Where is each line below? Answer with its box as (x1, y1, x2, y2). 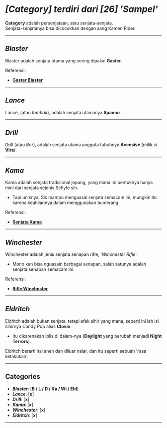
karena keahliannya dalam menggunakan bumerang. (12, 200, 120, 206)
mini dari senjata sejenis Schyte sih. (5, 185, 79, 191)
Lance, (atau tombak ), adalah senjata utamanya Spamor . (5, 109, 122, 115)
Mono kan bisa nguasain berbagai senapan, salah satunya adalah (12, 261, 147, 267)
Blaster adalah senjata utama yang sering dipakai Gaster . (5, 57, 123, 63)
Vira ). (5, 147, 17, 153)
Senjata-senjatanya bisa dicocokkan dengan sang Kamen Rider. (5, 25, 136, 31)
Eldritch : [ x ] (12, 412, 37, 418)
